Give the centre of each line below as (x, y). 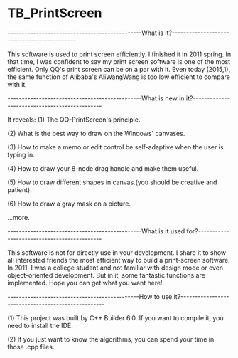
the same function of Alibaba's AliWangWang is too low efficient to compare (119, 77)
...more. (18, 217)
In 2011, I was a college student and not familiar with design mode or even (115, 268)
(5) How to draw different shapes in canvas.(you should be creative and (112, 182)
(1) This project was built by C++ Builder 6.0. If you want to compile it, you (115, 317)
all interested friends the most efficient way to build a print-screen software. (119, 260)
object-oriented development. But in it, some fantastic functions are (107, 275)
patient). (20, 189)
